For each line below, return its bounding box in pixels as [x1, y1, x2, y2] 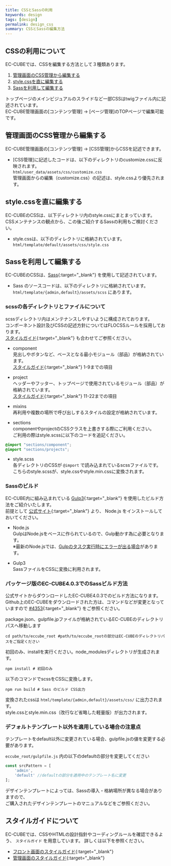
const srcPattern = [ [5, 763, 52, 768]
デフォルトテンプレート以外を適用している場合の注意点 [5, 723, 141, 730]
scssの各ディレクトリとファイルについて [5, 303, 106, 310]
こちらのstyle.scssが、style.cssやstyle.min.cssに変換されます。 [12, 468, 147, 475]
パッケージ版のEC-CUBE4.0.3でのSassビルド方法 [5, 580, 128, 587]
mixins [12, 403, 27, 409]
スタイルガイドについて [5, 816, 79, 825]
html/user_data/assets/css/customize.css [12, 170, 102, 175]
